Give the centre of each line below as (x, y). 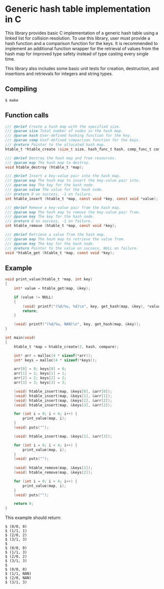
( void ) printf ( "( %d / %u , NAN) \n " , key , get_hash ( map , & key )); (77, 324)
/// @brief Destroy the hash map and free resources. (61, 158)
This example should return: (33, 518)
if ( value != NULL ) (34, 297)
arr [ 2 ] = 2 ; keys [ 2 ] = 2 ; (40, 378)
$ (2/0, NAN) (18, 578)
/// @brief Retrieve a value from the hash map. (55, 235)
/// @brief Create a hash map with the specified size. (63, 126)
